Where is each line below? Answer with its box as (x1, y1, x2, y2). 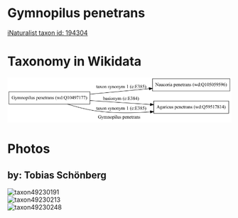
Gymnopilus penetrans (7, 5, 146, 21)
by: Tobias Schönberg (7, 169, 107, 181)
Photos (7, 141, 50, 157)
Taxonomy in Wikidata (7, 53, 142, 70)
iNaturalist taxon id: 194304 (7, 28, 88, 37)
